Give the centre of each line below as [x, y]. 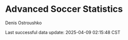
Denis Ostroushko [24, 23]
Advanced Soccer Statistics [64, 9]
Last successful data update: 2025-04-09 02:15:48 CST [63, 32]
